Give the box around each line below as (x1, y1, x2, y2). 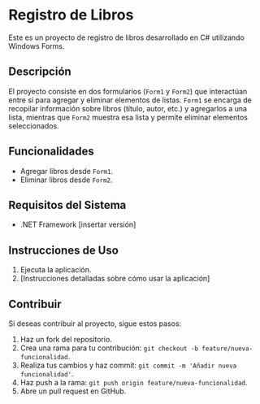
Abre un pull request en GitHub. (19, 386, 127, 396)
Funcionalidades (8, 145, 95, 159)
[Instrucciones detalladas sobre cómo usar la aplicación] (19, 274, 210, 284)
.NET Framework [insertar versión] (19, 219, 136, 229)
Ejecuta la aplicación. (19, 265, 92, 275)
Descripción (8, 65, 71, 79)
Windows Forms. (8, 41, 65, 50)
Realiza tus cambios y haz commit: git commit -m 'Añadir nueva (19, 360, 237, 370)
